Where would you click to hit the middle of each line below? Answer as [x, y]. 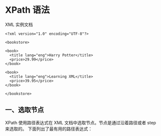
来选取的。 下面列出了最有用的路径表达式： [49, 129]
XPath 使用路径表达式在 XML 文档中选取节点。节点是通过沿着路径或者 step [80, 122]
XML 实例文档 [19, 24]
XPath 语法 [27, 10]
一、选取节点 [25, 110]
